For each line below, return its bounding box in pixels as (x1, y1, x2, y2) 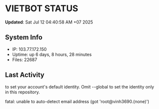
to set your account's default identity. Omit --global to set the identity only (5, 84, 155, 89)
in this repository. (5, 89, 40, 95)
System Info (5, 33, 43, 42)
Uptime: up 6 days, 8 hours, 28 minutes (12, 51, 92, 57)
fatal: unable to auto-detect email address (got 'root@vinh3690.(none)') (5, 98, 150, 104)
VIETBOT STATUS (5, 3, 79, 14)
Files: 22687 (12, 57, 38, 63)
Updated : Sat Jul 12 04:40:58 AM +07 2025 (5, 19, 94, 25)
